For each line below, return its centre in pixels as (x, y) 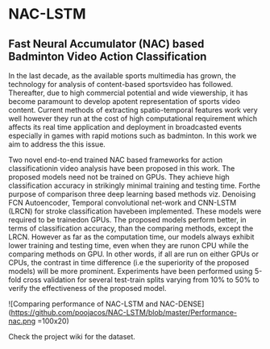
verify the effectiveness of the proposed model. (87, 288)
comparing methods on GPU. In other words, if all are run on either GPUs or (134, 254)
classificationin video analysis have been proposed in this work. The (122, 168)
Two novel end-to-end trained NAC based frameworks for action (116, 160)
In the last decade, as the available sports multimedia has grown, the (122, 76)
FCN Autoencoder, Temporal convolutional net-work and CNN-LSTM (123, 203)
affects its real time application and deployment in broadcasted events (125, 127)
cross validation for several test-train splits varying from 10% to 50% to (141, 280)
